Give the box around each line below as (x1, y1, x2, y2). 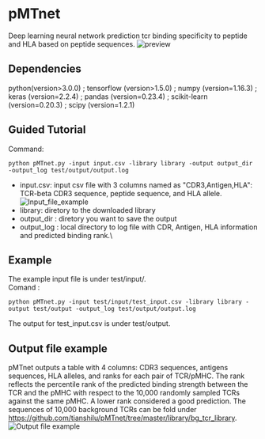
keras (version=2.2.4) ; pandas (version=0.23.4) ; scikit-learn (8, 92, 208, 101)
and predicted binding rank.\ (19, 230, 113, 240)
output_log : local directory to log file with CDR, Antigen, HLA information (19, 222, 259, 232)
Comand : (8, 282, 40, 293)
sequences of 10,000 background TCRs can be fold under (8, 405, 197, 414)
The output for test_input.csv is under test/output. (8, 319, 171, 328)
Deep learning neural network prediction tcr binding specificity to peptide (8, 31, 248, 40)
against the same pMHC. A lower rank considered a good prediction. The (8, 396, 247, 406)
